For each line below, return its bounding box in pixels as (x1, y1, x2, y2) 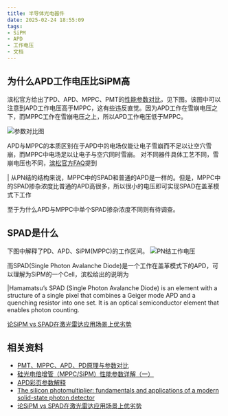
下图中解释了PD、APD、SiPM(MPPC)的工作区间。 (7, 247, 149, 255)
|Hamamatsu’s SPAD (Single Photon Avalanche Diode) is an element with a (7, 283, 218, 292)
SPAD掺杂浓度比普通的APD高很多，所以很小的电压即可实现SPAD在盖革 (12, 182, 214, 190)
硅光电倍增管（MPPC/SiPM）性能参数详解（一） (16, 370, 155, 378)
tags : (7, 23, 23, 30)
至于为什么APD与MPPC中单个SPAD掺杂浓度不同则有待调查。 (7, 205, 180, 213)
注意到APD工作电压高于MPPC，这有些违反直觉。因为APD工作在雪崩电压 (7, 104, 212, 112)
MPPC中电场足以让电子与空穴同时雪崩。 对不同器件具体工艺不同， (25, 150, 213, 158)
